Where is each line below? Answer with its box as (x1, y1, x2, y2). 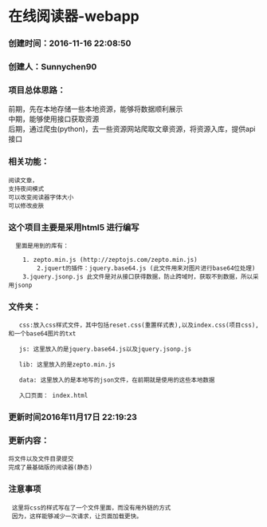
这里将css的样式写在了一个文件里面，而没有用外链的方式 (11, 504, 171, 512)
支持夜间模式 (8, 184, 45, 192)
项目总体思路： (8, 85, 66, 96)
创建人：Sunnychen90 (8, 61, 97, 73)
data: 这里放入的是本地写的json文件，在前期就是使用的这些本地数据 (18, 376, 215, 384)
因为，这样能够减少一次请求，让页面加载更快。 (11, 512, 143, 520)
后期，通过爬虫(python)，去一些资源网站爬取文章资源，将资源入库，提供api (8, 125, 256, 134)
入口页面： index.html (18, 392, 88, 400)
